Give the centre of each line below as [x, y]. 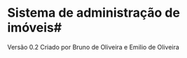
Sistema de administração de [94, 13]
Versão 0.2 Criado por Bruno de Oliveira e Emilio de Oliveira [93, 47]
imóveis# [35, 28]
